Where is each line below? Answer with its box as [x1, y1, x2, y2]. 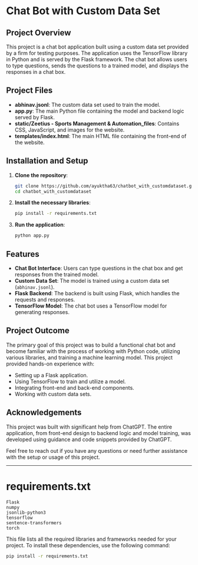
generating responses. [14, 308, 70, 315]
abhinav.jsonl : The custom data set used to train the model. [14, 101, 161, 108]
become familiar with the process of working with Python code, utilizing [6, 347, 181, 355]
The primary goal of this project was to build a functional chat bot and [6, 341, 176, 348]
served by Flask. [14, 113, 55, 120]
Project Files [6, 86, 53, 96]
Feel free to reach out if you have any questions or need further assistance [6, 447, 187, 454]
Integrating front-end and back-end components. [14, 384, 134, 391]
